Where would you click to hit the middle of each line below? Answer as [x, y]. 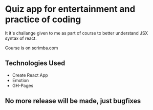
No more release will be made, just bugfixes [73, 101]
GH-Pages [23, 85]
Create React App [30, 75]
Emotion [21, 80]
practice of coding [43, 19]
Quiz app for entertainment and [70, 9]
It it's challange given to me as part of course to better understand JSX [76, 33]
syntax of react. [21, 38]
